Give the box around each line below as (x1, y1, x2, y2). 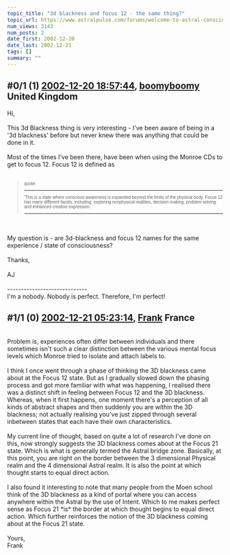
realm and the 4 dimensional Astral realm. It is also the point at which (7, 461, 202, 470)
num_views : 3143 (7, 23, 53, 29)
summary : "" (7, 55, 41, 62)
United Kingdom (7, 91, 78, 103)
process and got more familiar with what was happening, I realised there (7, 381, 211, 390)
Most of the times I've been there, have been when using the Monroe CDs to (7, 152, 223, 161)
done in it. (7, 138, 36, 146)
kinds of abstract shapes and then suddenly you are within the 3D (7, 403, 193, 412)
